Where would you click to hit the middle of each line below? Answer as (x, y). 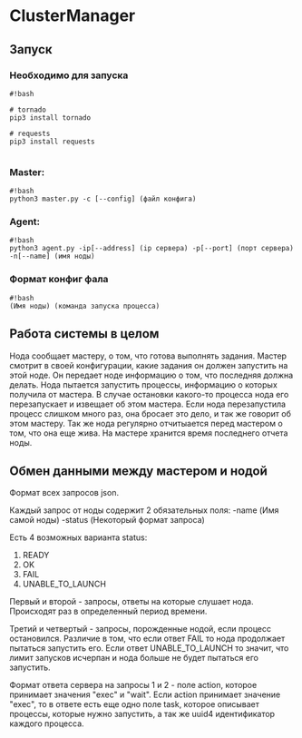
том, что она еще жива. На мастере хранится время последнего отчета (149, 433)
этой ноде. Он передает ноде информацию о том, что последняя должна (151, 375)
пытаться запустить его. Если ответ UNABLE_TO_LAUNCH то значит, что (149, 648)
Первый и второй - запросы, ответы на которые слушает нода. (132, 602)
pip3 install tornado (50, 118)
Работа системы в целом (84, 334)
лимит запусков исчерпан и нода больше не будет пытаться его (134, 658)
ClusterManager (73, 16)
